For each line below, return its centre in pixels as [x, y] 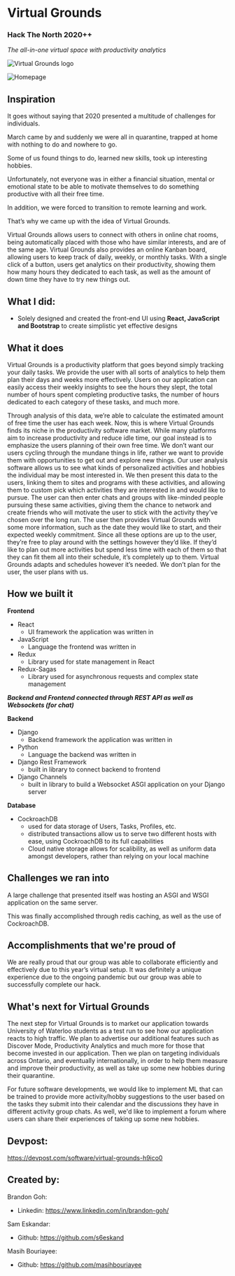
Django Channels [42, 776]
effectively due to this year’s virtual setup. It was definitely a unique [104, 970]
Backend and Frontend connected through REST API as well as [100, 697]
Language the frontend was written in [82, 647]
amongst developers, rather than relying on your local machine [118, 856]
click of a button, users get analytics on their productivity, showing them [111, 265]
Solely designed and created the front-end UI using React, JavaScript [119, 318]
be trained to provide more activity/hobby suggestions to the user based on [116, 1097]
